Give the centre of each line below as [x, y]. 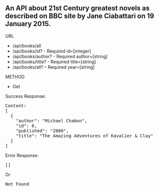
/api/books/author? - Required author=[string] [60, 56]
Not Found [17, 184]
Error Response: [22, 155]
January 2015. [28, 24]
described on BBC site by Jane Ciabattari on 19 [80, 16]
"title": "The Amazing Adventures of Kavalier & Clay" [85, 136]
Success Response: [26, 96]
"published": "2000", [42, 131]
